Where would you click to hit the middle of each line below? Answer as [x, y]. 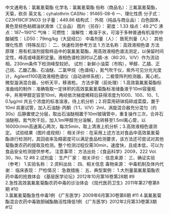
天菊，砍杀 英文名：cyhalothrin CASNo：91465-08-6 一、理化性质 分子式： [83, 14]
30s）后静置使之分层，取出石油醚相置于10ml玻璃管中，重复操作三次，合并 [82, 114]
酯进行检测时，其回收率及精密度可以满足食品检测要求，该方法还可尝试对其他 [84, 139]
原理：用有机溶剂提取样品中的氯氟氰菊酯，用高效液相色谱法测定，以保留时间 [84, 51]
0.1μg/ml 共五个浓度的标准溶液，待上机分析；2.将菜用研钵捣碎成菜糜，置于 [82, 101]
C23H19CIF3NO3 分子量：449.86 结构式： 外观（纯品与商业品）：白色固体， [84, 20]
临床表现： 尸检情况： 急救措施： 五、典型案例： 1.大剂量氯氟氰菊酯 [85, 170]
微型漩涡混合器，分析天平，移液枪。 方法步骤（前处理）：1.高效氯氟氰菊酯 [81, 82]
